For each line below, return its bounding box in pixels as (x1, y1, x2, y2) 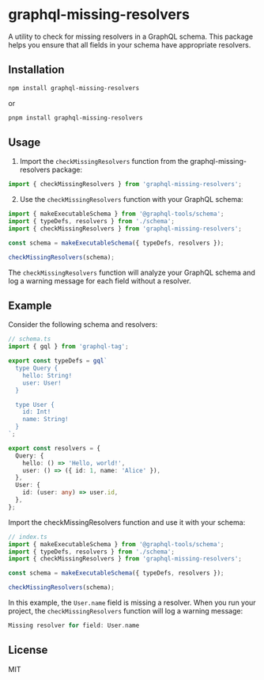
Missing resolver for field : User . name (8, 621, 140, 629)
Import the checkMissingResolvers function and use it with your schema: (8, 517, 246, 527)
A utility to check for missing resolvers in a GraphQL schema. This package (8, 32, 254, 41)
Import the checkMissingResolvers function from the (19, 157, 189, 166)
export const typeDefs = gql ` (8, 357, 108, 365)
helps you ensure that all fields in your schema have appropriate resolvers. (8, 40, 251, 49)
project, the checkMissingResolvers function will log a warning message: (8, 606, 243, 615)
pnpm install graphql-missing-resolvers (8, 113, 144, 122)
